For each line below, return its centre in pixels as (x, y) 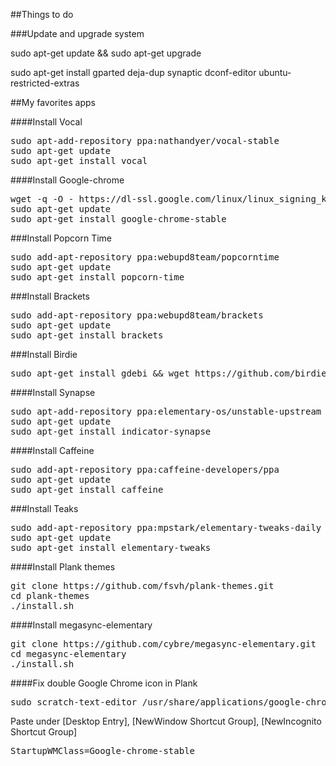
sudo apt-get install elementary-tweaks (111, 547)
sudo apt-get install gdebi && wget (100, 373)
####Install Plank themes (63, 567)
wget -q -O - (42, 199)
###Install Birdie (44, 354)
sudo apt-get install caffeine (87, 489)
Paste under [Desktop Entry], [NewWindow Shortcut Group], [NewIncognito (166, 721)
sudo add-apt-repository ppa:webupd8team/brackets (137, 315)
